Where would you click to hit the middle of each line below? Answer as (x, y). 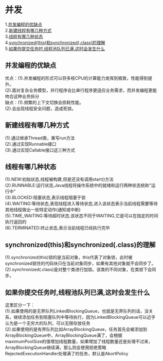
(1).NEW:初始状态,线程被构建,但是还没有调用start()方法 (59, 179)
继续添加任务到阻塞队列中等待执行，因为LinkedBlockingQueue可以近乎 (84, 317)
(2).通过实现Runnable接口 (31, 144)
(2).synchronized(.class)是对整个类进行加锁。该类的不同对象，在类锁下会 (79, 270)
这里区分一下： (20, 305)
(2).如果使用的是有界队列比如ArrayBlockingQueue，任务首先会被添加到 (76, 329)
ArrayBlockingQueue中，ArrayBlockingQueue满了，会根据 (64, 335)
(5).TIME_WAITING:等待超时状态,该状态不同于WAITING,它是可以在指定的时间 (82, 216)
